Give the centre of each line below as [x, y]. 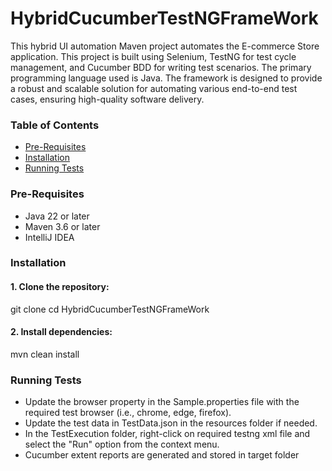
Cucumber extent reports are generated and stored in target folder [162, 455]
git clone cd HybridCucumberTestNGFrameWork [110, 309]
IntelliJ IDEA [49, 237]
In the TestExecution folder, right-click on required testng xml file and [167, 434]
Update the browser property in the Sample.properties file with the [162, 402]
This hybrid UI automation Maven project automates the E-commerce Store [165, 46]
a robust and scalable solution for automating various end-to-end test [154, 88]
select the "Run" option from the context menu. [122, 444]
